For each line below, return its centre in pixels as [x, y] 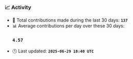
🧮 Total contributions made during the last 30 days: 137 [70, 20]
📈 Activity [18, 7]
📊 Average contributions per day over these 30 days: [68, 26]
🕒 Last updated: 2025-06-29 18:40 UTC [53, 51]
